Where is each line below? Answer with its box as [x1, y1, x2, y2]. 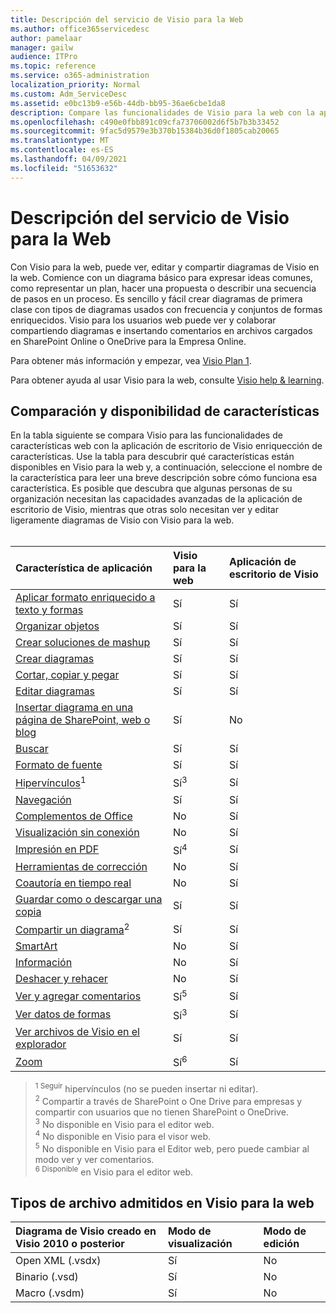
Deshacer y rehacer [15, 972, 108, 986]
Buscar [15, 742, 49, 756]
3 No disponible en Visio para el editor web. [34, 1116, 215, 1130]
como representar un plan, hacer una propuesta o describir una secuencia [10, 282, 317, 294]
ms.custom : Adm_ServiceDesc [10, 89, 128, 99]
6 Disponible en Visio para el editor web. [34, 1164, 194, 1178]
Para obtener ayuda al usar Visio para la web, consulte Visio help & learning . [10, 374, 325, 386]
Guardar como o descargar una [15, 892, 163, 906]
